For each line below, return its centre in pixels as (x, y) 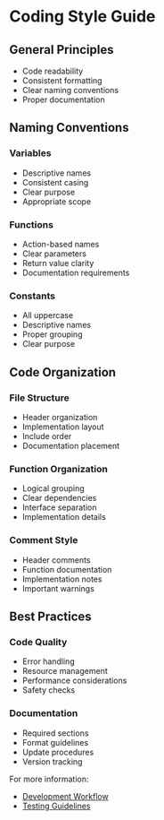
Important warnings (58, 588)
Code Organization (63, 372)
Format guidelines (55, 742)
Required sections (55, 733)
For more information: (49, 779)
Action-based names (61, 244)
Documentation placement (71, 445)
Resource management (65, 671)
